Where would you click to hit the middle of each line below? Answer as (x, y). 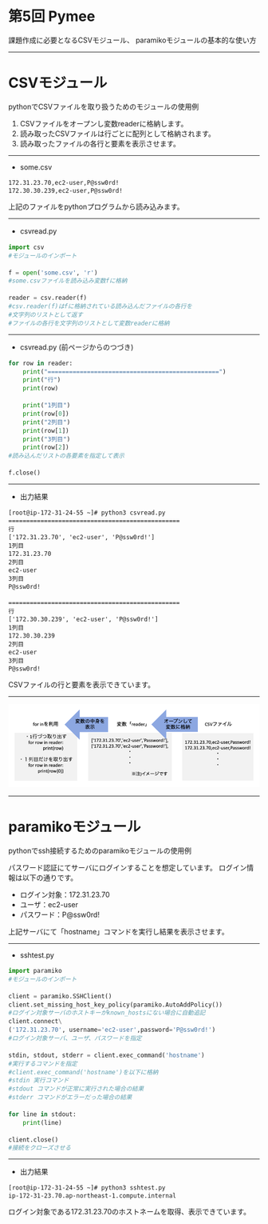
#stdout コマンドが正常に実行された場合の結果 (76, 1089)
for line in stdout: (43, 1114)
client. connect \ (35, 1022)
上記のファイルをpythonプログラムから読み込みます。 (97, 206)
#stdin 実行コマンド (39, 1081)
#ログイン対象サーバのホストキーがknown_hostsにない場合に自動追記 (107, 1013)
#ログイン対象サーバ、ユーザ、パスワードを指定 (75, 1038)
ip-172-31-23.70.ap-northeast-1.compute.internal (93, 1196)
